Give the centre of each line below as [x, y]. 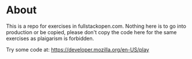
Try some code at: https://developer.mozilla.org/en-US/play [78, 49]
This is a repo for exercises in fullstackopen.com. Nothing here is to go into [96, 26]
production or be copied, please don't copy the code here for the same [91, 32]
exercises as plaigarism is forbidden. [50, 38]
